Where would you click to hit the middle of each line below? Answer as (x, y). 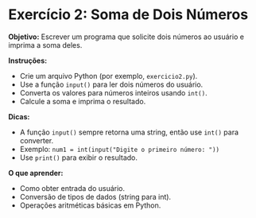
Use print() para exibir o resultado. (78, 158)
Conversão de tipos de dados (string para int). (95, 197)
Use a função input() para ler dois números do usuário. (111, 84)
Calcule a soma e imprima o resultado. (83, 101)
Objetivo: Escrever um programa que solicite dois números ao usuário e (126, 37)
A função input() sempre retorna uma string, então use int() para (129, 132)
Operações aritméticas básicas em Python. (90, 205)
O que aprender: (36, 173)
